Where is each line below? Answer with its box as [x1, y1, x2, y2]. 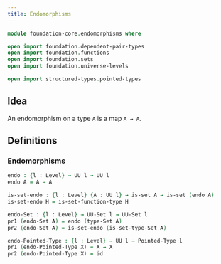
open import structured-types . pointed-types [7, 75, 141, 83]
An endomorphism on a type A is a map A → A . [7, 114, 142, 122]
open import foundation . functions [7, 49, 110, 57]
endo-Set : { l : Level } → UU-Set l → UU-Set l [7, 211, 148, 218]
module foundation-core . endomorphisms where [7, 30, 141, 37]
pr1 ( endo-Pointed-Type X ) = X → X [7, 243, 113, 251]
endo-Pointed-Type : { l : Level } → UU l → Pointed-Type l [7, 237, 183, 244]
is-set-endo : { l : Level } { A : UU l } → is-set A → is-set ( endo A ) [7, 191, 215, 199]
